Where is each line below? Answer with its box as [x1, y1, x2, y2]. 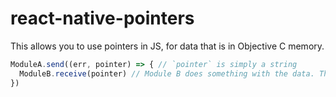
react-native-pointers [10, 7, 195, 30]
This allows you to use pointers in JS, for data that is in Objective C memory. [10, 40, 325, 52]
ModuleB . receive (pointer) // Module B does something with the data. [19, 68, 315, 79]
